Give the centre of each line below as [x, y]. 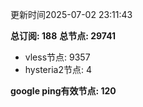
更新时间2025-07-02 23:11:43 [71, 14]
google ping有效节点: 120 [63, 91]
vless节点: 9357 [57, 57]
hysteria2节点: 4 [58, 69]
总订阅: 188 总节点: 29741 [63, 36]
